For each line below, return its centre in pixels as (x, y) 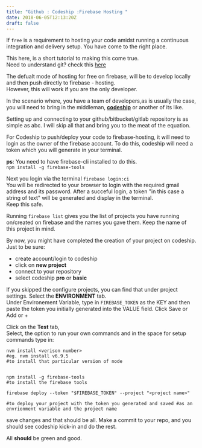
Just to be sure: (26, 247)
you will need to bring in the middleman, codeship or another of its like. (95, 107)
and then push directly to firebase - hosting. (61, 83)
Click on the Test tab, (33, 327)
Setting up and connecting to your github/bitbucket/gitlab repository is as (97, 119)
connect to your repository (48, 272)
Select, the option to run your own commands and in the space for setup (96, 333)
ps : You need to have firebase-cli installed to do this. (72, 162)
